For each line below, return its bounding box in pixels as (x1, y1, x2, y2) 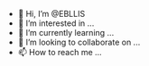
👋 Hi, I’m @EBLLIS (17, 9, 86, 19)
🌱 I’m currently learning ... (17, 28, 115, 37)
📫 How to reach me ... (17, 47, 102, 57)
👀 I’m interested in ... (17, 18, 95, 29)
